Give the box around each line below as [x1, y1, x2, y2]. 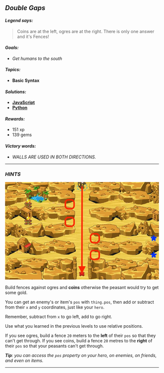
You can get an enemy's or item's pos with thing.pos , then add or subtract [5, 299, 154, 305]
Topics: [5, 67, 21, 73]
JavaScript [12, 99, 35, 105]
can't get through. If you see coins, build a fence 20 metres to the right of [5, 337, 153, 343]
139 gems [12, 132, 32, 138]
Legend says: [5, 17, 33, 23]
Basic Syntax [12, 78, 40, 83]
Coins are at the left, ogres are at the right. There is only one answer [17, 28, 155, 34]
